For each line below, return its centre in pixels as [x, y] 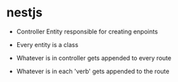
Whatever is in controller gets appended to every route [94, 58]
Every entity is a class [47, 44]
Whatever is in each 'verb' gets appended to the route [93, 71]
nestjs [24, 13]
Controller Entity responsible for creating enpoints [87, 31]
